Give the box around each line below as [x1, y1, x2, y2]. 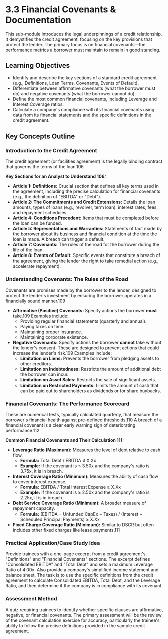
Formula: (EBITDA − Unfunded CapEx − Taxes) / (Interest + [20, 511, 143, 517]
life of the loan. [12, 247, 44, 253]
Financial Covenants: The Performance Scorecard [5, 400, 130, 407]
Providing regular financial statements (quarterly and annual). [20, 318, 147, 324]
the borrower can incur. [20, 371, 69, 377]
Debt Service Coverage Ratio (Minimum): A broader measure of [12, 500, 146, 506]
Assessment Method [5, 595, 57, 602]
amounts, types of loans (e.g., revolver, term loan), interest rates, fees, [12, 204, 158, 210]
